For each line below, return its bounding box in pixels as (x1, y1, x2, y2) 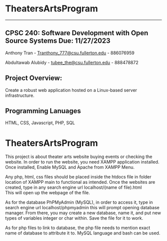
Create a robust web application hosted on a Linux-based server (5, 87, 138, 93)
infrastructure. (5, 92, 35, 98)
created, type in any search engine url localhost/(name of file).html (5, 184, 142, 190)
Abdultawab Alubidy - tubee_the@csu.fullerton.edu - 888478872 (5, 59, 139, 65)
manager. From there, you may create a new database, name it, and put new (5, 210, 162, 216)
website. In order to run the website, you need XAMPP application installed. (5, 159, 160, 165)
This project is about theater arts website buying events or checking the (5, 154, 153, 160)
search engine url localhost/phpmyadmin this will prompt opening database (5, 205, 160, 211)
